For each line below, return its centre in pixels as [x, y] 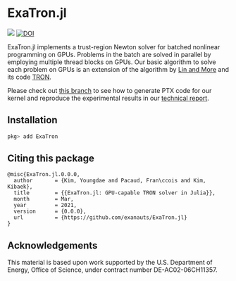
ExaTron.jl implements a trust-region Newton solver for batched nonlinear [114, 46]
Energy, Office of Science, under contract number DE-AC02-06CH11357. [112, 270]
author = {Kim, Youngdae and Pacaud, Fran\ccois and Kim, [110, 181]
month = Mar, [44, 199]
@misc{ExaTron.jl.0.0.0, [44, 175]
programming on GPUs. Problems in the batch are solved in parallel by [109, 54]
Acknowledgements [52, 245]
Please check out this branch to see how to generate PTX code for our [110, 90]
